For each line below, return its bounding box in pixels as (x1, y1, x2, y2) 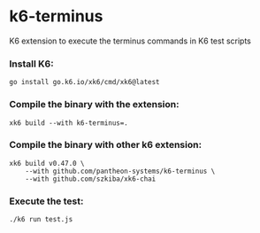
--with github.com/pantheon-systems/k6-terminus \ (25, 167, 216, 175)
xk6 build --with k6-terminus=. (9, 118, 128, 128)
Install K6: (9, 58, 55, 70)
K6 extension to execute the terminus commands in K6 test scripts (9, 35, 252, 46)
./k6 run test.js (9, 215, 73, 224)
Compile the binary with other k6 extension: (9, 139, 202, 151)
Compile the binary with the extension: (9, 98, 180, 111)
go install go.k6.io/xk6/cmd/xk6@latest (9, 78, 161, 87)
